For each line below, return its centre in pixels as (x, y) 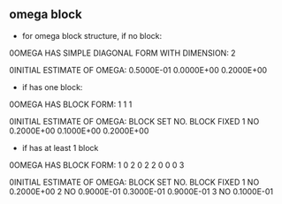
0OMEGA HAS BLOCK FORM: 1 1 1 (71, 104)
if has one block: (52, 87)
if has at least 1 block (60, 147)
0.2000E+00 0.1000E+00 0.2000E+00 (79, 131)
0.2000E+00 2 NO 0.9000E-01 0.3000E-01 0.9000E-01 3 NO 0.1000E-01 (141, 191)
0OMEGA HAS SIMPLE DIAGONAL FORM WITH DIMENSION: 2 (122, 53)
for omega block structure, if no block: (92, 35)
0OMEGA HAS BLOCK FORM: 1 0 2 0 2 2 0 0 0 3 (97, 165)
